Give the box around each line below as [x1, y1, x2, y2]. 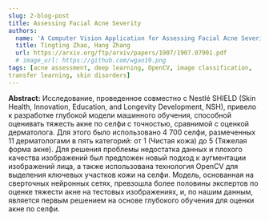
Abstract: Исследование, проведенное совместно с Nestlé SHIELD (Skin [8, 93, 256, 102]
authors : [8, 26, 38, 34]
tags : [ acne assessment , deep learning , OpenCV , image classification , [8, 64, 252, 72]
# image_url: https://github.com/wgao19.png [15, 57, 167, 65]
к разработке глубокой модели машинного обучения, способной [8, 110, 232, 120]
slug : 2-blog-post [8, 11, 70, 20]
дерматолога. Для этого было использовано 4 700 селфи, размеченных [8, 127, 256, 137]
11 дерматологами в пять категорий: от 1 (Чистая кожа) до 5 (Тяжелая [8, 135, 247, 145]
